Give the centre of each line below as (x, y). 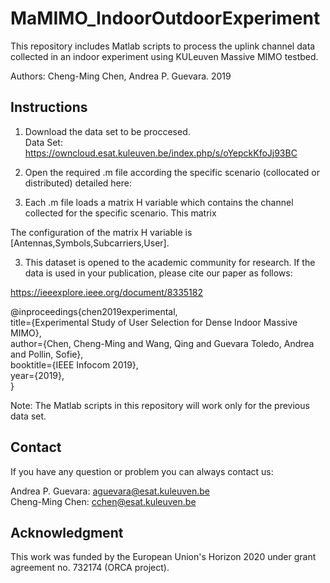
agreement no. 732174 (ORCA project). (90, 568)
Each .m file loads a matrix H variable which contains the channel (159, 202)
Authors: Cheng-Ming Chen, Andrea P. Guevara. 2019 (121, 76)
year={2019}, (37, 375)
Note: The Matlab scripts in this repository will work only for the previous (160, 405)
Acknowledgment (67, 532)
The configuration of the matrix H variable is (101, 232)
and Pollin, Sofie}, (47, 354)
